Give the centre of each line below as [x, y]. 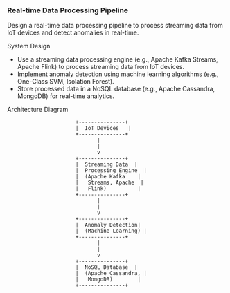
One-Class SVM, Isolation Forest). [65, 82]
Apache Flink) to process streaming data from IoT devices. [101, 67]
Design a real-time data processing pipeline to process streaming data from [115, 26]
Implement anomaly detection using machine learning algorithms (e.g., [118, 74]
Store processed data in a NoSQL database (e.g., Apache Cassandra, [116, 89]
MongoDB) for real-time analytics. [66, 96]
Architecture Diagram [38, 110]
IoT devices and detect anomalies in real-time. [73, 32]
